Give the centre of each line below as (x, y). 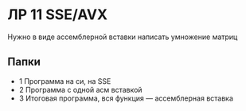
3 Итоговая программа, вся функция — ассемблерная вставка (126, 98)
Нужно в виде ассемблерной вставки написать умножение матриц (123, 37)
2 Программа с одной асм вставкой (80, 89)
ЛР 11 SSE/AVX (58, 15)
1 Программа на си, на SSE (65, 81)
